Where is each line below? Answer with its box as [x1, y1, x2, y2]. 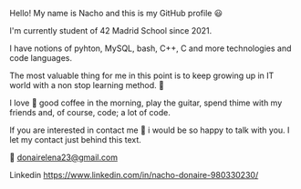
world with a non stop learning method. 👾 [9, 80, 164, 90]
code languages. [9, 53, 73, 63]
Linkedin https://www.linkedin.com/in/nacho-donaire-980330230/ [9, 170, 259, 180]
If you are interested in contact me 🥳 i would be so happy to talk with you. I [9, 124, 290, 135]
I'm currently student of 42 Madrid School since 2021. [9, 25, 213, 35]
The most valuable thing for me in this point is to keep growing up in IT [9, 70, 275, 81]
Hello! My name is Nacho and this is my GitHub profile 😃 [9, 8, 223, 18]
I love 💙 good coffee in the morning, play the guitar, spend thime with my [9, 97, 283, 108]
